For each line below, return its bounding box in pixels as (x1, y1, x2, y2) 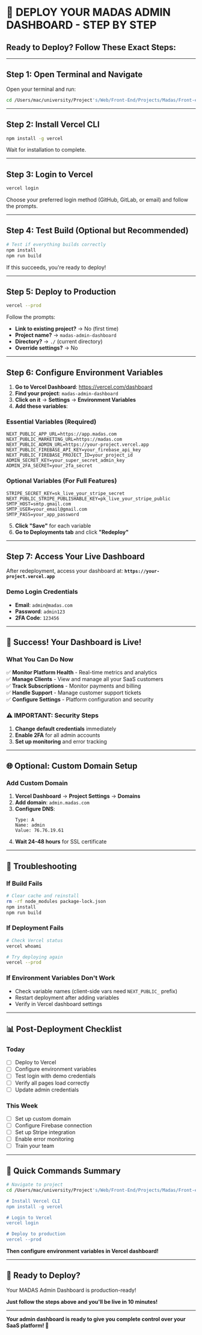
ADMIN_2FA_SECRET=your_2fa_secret (6, 463, 93, 469)
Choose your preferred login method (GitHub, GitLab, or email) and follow (6, 196, 188, 203)
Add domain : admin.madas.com (14, 799, 90, 806)
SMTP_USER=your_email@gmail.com (6, 506, 87, 512)
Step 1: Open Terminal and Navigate (6, 69, 143, 80)
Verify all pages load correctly (14, 1079, 90, 1087)
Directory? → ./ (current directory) (14, 338, 103, 345)
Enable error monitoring (14, 1135, 74, 1142)
